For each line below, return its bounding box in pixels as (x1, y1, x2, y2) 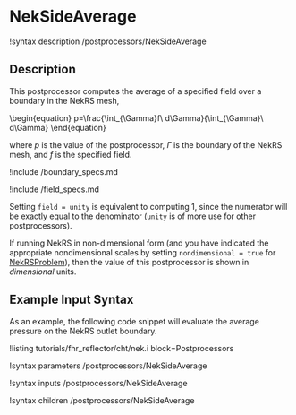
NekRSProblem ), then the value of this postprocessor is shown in (9, 256, 249, 267)
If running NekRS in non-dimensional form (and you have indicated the (9, 238, 269, 248)
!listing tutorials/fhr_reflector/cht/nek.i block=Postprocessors (9, 342, 234, 353)
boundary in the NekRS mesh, (9, 95, 120, 106)
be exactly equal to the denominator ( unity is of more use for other (9, 211, 257, 221)
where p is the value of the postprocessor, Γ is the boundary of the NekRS (9, 139, 283, 150)
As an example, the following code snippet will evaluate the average (9, 316, 259, 326)
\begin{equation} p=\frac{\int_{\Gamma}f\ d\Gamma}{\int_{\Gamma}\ (9, 112, 264, 123)
